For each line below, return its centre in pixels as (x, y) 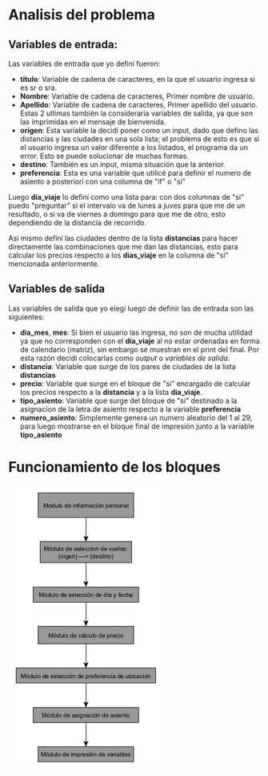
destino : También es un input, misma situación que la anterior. (122, 165)
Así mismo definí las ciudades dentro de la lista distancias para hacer (123, 238)
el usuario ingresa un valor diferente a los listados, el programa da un (134, 147)
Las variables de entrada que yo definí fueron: (84, 63)
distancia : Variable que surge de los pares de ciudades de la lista (128, 366)
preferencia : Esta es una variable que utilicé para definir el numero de (136, 173)
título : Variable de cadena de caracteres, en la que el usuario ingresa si (138, 79)
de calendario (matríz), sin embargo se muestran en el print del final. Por (140, 349)
